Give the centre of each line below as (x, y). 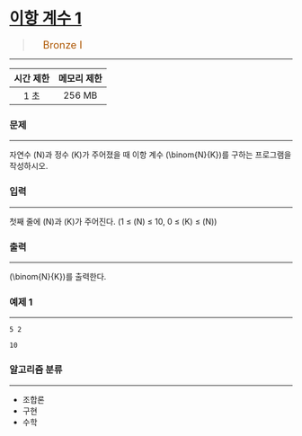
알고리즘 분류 (36, 369)
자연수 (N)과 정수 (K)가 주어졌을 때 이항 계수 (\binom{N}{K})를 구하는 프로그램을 (151, 155)
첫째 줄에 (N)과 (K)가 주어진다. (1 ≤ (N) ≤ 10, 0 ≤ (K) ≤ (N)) (113, 221)
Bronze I (62, 44)
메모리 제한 (80, 79)
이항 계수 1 (46, 18)
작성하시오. (29, 166)
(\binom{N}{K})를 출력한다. (58, 276)
